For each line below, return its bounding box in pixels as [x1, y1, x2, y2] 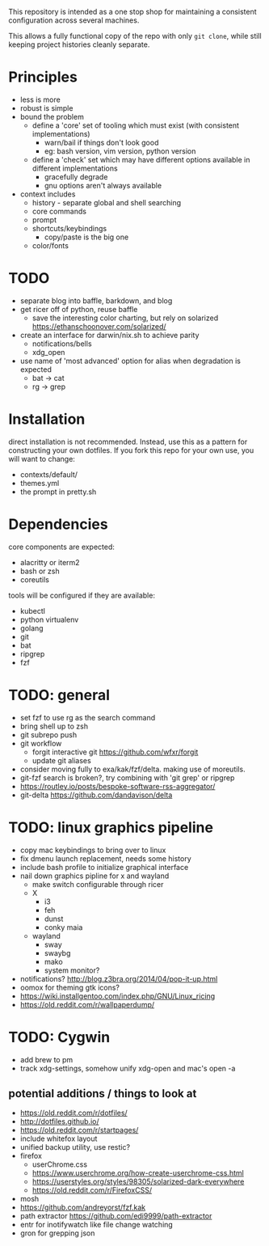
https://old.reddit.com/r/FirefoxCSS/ [32, 1185, 152, 1195]
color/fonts [32, 240, 69, 250]
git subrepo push [19, 729, 78, 739]
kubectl [19, 606, 46, 615]
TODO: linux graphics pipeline [8, 818, 214, 836]
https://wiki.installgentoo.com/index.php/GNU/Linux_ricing [19, 990, 216, 1001]
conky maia [44, 922, 83, 932]
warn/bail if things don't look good [44, 137, 159, 147]
